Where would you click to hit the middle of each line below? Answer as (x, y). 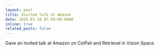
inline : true (19, 24)
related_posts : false (28, 29)
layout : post (19, 10)
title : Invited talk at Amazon (38, 15)
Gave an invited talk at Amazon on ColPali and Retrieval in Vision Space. (80, 43)
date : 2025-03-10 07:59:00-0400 (39, 19)
